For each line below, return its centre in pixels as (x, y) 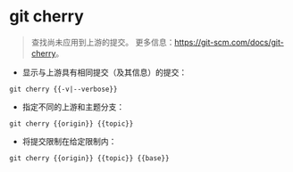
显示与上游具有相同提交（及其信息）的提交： (105, 72)
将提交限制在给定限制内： (69, 141)
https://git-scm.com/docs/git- (229, 42)
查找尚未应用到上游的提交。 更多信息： (103, 42)
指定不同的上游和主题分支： (73, 106)
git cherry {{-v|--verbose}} (63, 89)
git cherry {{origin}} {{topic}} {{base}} (89, 158)
